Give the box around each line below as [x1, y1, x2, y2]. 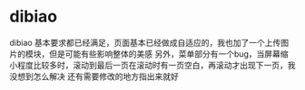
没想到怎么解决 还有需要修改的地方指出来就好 [9, 70, 179, 82]
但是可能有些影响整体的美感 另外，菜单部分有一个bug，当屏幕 [48, 48, 281, 59]
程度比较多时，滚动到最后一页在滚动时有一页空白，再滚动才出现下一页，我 [16, 59, 296, 70]
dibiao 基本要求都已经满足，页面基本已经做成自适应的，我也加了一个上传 [9, 37, 281, 48]
